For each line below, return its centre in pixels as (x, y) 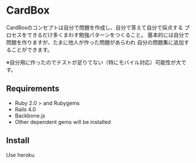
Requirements (33, 89)
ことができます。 (32, 49)
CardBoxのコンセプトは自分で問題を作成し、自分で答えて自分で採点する (94, 27)
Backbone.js (30, 116)
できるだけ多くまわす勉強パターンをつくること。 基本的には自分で (108, 35)
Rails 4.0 (25, 109)
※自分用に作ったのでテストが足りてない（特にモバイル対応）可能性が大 (94, 62)
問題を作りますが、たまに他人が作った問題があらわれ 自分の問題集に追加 (95, 42)
